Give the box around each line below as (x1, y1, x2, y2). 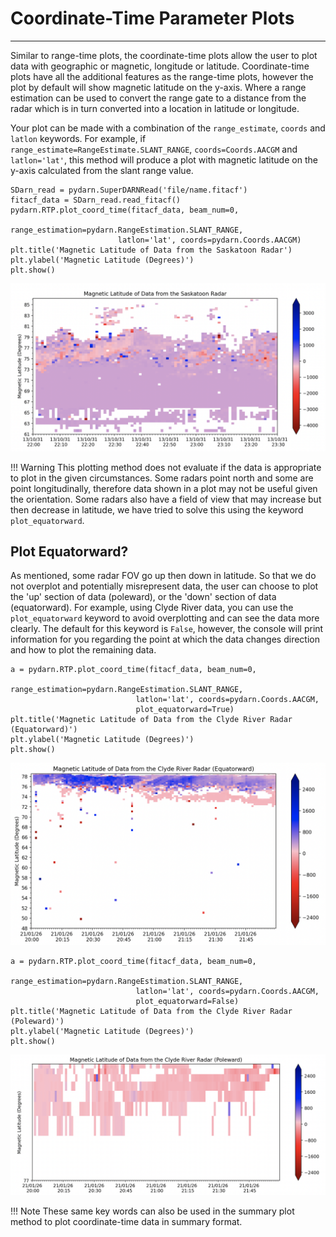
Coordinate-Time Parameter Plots (10, 7, 295, 30)
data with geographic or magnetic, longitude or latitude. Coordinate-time (10, 60, 310, 72)
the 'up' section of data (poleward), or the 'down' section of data (10, 591, 277, 603)
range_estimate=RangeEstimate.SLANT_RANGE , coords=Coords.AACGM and (10, 143, 298, 155)
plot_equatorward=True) (135, 705, 235, 715)
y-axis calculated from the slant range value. (10, 164, 194, 176)
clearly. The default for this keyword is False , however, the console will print (10, 623, 324, 635)
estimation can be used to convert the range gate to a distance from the (10, 92, 307, 104)
